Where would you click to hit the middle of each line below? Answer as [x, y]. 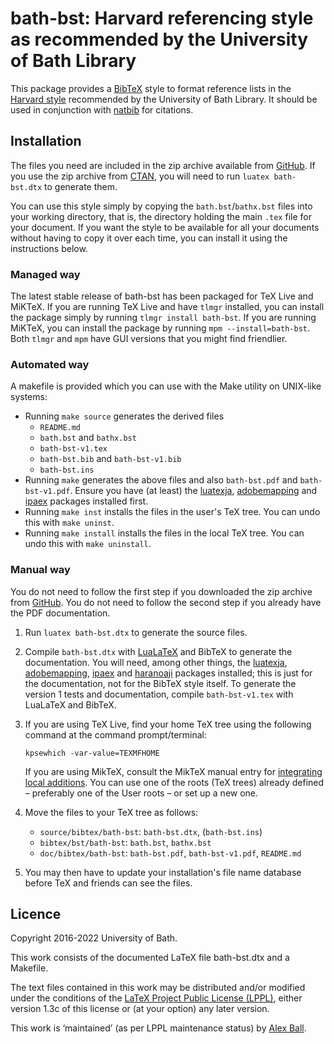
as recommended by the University [159, 39]
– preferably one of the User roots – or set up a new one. [141, 793]
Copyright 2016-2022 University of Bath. [94, 938]
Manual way [40, 570]
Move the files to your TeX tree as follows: [111, 812]
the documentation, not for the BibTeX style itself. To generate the [160, 683]
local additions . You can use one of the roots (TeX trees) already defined [174, 782]
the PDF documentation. [60, 613]
